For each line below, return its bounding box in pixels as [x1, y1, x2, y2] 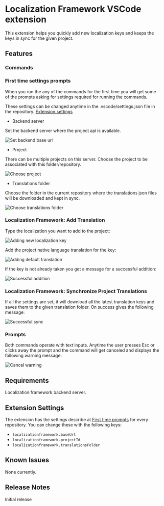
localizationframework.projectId [12, 438, 81, 443]
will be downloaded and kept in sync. [5, 195, 80, 201]
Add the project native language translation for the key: [5, 247, 117, 253]
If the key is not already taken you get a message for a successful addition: [5, 266, 157, 272]
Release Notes [5, 483, 50, 492]
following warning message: [5, 352, 62, 359]
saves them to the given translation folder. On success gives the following [5, 304, 154, 310]
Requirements [5, 376, 49, 385]
